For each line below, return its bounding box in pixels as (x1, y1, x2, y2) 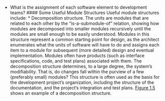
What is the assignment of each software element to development (10, 5, 147, 10)
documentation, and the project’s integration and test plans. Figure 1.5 (10, 85, 155, 90)
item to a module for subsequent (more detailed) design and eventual (10, 47, 154, 53)
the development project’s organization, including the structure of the (10, 79, 154, 85)
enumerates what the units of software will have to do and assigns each (10, 42, 160, 47)
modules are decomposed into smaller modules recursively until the (10, 26, 151, 32)
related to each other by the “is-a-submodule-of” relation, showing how (10, 20, 159, 26)
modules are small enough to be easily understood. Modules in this (10, 31, 150, 37)
